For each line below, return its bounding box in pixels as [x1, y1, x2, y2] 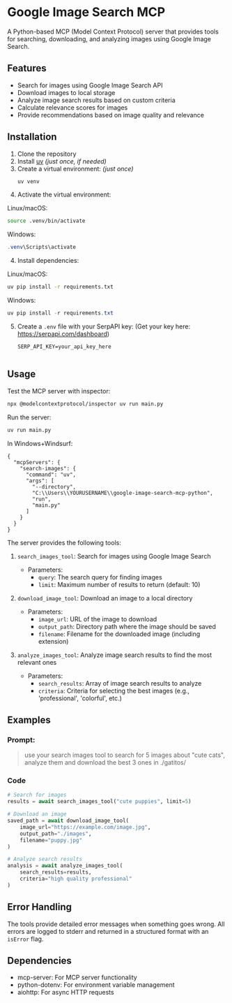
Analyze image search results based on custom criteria [17, 96, 176, 104]
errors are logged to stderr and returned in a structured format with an [7, 927, 209, 935]
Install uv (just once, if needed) [17, 157, 107, 165]
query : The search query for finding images [38, 572, 162, 581]
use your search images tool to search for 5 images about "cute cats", [24, 751, 225, 759]
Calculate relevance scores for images [17, 103, 128, 112]
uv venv [17, 178, 40, 185]
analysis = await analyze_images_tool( [7, 863, 123, 869]
